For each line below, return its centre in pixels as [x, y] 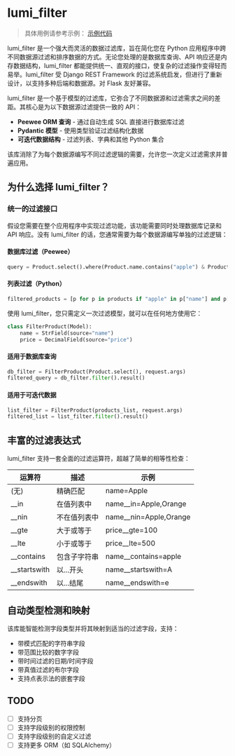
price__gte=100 [131, 530]
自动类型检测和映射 [49, 610]
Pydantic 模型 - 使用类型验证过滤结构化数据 [80, 130]
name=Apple [127, 491]
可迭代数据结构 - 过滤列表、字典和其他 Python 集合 [91, 139]
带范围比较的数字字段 [48, 652]
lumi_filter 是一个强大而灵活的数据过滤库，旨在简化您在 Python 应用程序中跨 [117, 48]
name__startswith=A [139, 569]
